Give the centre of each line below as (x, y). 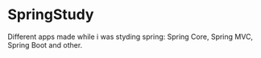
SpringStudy (51, 15)
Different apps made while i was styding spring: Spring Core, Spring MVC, (130, 37)
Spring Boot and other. (45, 44)
